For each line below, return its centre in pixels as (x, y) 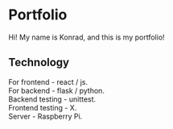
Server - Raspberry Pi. (45, 116)
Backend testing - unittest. (52, 99)
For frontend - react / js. (48, 81)
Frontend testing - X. (43, 107)
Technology (39, 62)
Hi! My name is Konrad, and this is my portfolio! (86, 37)
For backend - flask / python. (56, 90)
